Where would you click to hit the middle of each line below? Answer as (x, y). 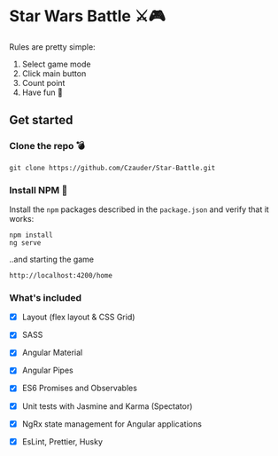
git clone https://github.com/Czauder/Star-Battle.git (112, 168)
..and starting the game (52, 259)
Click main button (54, 73)
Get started (41, 120)
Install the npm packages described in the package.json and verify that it (139, 209)
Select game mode (56, 64)
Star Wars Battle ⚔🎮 (88, 16)
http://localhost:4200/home (61, 275)
